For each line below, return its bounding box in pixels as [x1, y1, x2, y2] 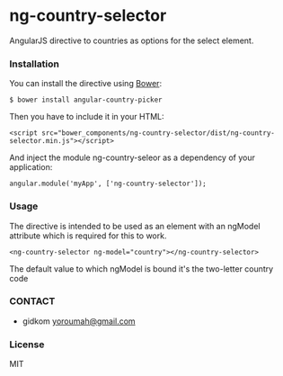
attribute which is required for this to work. [9, 230, 167, 241]
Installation [9, 58, 60, 70]
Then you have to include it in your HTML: [9, 112, 164, 122]
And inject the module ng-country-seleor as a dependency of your [9, 152, 256, 163]
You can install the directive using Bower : [9, 78, 163, 89]
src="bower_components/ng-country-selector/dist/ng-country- [41, 129, 276, 138]
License [9, 338, 45, 351]
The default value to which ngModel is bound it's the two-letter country [9, 263, 274, 274]
